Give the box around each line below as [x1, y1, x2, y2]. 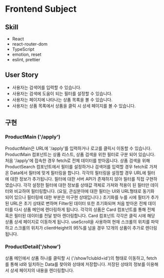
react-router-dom [12, 41, 48, 47]
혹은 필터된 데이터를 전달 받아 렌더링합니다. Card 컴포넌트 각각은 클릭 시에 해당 [5, 212, 155, 218]
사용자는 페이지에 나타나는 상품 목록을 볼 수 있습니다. [12, 96, 113, 102]
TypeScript [12, 46, 35, 52]
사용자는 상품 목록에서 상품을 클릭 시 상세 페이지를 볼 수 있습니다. [12, 103, 136, 109]
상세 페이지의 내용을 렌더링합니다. [10, 267, 74, 273]
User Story [5, 71, 39, 79]
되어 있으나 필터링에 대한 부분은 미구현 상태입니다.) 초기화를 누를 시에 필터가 [5, 194, 150, 200]
